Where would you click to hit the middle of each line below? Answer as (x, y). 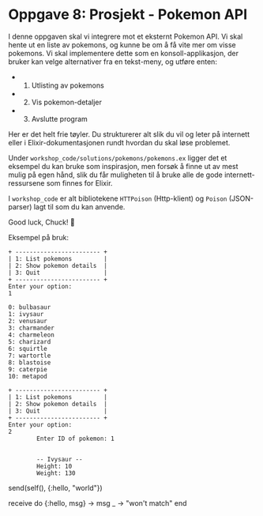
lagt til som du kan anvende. (79, 206)
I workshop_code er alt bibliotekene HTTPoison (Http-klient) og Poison (118, 198)
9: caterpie (28, 369)
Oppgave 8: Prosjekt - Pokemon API (128, 15)
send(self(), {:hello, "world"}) (55, 488)
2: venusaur (28, 321)
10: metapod (28, 376)
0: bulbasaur (30, 307)
